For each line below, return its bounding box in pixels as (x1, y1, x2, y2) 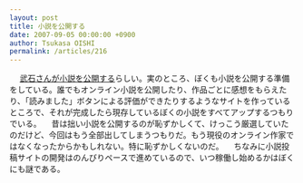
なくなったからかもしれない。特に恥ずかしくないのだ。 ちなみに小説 (16, 141, 282, 152)
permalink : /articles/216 (9, 47, 107, 56)
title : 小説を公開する (9, 22, 86, 31)
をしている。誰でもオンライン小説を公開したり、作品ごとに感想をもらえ (9, 84, 279, 95)
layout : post (9, 13, 59, 23)
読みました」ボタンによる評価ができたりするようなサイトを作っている (28, 96, 291, 107)
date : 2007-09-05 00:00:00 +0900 (9, 30, 136, 39)
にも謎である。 (9, 164, 65, 175)
